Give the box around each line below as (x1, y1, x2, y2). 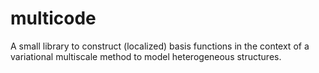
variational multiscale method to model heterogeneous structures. (10, 50, 282, 62)
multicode (10, 7, 97, 30)
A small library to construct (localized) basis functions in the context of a (10, 40, 310, 52)
